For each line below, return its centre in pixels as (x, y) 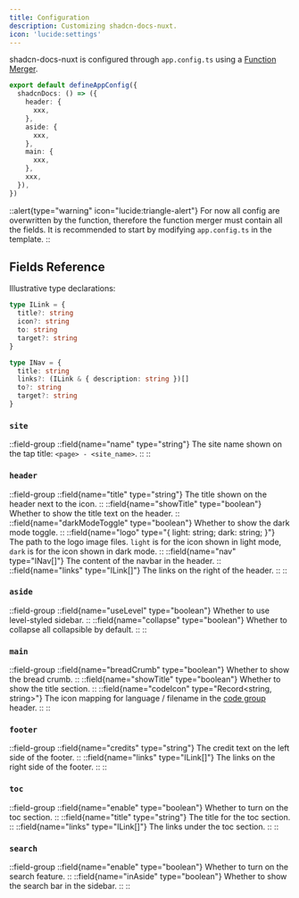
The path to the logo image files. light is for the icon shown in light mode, (145, 541)
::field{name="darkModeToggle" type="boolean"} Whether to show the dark (149, 523)
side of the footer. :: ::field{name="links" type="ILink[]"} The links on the (142, 758)
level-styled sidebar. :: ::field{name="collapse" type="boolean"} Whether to (148, 620)
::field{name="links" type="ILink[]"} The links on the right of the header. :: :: (148, 570)
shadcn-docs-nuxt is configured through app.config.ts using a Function (143, 60)
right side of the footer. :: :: (58, 767)
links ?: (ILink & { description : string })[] (104, 379)
